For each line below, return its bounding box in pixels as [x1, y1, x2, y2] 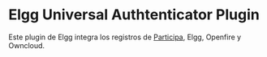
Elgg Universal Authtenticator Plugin [8, 6, 260, 24]
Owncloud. [8, 40, 45, 50]
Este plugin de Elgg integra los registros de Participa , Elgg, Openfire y [8, 32, 242, 42]
